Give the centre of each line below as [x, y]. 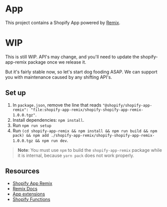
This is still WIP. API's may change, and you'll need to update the [72, 57]
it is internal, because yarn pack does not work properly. [76, 155]
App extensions [29, 194]
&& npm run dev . [52, 140]
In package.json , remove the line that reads [57, 105]
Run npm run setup [32, 125]
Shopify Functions [31, 199]
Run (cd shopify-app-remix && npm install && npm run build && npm [85, 130]
